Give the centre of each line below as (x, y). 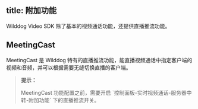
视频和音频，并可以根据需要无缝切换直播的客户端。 (69, 68)
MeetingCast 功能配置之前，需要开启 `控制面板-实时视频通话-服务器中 (106, 92)
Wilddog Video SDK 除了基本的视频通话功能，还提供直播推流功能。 (88, 26)
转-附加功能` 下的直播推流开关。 (60, 100)
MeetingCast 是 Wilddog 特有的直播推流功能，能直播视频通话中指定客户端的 (99, 60)
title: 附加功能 (32, 11)
